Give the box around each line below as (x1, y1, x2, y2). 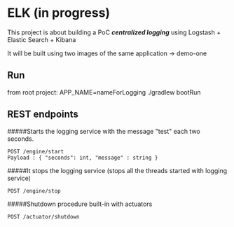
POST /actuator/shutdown (7, 213, 80, 220)
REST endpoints (7, 109, 79, 121)
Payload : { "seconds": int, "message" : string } (7, 154, 158, 161)
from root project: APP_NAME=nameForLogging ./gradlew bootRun (7, 88, 201, 96)
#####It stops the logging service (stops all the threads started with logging (7, 166, 228, 174)
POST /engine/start (7, 148, 64, 155)
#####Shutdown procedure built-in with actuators (7, 200, 153, 208)
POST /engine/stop (7, 187, 61, 194)
